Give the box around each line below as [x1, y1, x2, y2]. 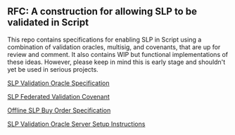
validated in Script [7, 17, 89, 29]
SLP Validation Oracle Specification [7, 79, 110, 87]
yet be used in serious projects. [7, 65, 99, 73]
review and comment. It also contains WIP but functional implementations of [7, 50, 229, 58]
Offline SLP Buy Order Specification [7, 105, 111, 115]
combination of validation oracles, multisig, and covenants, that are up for [7, 42, 221, 51]
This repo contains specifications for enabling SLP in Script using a [7, 35, 202, 44]
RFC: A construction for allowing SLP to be [7, 6, 197, 18]
